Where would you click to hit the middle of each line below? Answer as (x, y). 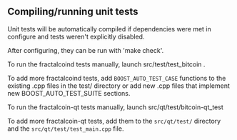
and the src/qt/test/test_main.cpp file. (66, 129)
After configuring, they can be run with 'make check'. (86, 50)
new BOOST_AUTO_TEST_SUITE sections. (69, 93)
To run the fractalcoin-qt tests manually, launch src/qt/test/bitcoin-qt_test (115, 107)
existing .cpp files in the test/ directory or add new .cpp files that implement (118, 86)
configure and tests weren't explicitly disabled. (76, 36)
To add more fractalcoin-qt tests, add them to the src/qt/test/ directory (114, 121)
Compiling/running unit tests (73, 12)
